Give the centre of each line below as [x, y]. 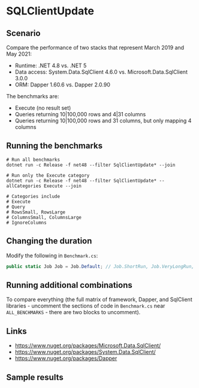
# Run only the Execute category [48, 175]
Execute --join [63, 186]
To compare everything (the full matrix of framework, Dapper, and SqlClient [99, 300]
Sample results [35, 377]
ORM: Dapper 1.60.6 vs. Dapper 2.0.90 [63, 85]
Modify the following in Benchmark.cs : [52, 255]
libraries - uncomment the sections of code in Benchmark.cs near [86, 306]
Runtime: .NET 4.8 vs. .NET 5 [51, 65]
